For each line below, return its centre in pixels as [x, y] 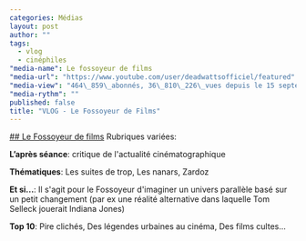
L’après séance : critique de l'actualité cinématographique [117, 155]
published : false [42, 102]
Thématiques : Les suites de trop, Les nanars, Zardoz [109, 172]
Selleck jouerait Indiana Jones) [67, 209]
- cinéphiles [42, 60]
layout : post [34, 26]
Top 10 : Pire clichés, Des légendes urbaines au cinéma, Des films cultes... [148, 226]
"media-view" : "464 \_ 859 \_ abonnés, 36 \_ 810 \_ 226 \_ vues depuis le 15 [142, 85]
